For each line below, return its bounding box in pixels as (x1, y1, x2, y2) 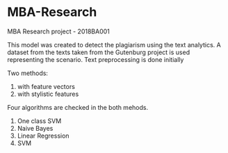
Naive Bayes (17, 124, 54, 132)
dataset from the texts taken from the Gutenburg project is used (7, 48, 190, 56)
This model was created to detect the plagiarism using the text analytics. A (7, 40, 221, 49)
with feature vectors (17, 82, 75, 90)
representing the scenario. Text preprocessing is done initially (7, 55, 184, 63)
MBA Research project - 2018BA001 (7, 27, 110, 35)
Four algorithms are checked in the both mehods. (7, 103, 148, 111)
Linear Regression (17, 131, 70, 140)
